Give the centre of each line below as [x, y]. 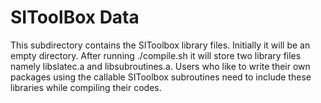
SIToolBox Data [75, 17]
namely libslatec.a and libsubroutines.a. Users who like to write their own [160, 66]
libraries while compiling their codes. [86, 87]
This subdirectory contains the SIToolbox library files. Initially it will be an [160, 45]
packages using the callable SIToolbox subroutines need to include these [161, 77]
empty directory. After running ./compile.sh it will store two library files [156, 55]
